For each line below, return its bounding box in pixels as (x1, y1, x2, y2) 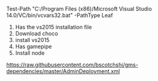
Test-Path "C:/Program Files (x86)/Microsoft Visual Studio (6, 5, 153, 12)
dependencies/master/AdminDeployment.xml (6, 68, 120, 75)
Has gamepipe (15, 43, 52, 50)
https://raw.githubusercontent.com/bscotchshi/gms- (6, 61, 138, 68)
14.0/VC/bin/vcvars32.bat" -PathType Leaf (6, 12, 113, 19)
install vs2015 (15, 37, 50, 43)
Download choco (15, 30, 59, 37)
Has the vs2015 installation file (15, 24, 92, 30)
